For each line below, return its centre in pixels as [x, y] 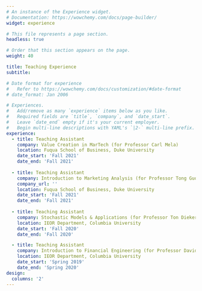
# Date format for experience [44, 83]
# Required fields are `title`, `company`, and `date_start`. [88, 117]
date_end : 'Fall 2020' [45, 234]
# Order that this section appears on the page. [68, 51]
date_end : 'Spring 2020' [48, 268]
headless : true [25, 40]
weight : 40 [20, 56]
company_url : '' [38, 184]
